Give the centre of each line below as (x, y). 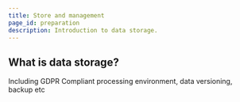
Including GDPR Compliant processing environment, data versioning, (120, 81)
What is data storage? (64, 62)
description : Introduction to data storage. (83, 30)
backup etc (27, 90)
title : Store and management (56, 15)
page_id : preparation (44, 23)
